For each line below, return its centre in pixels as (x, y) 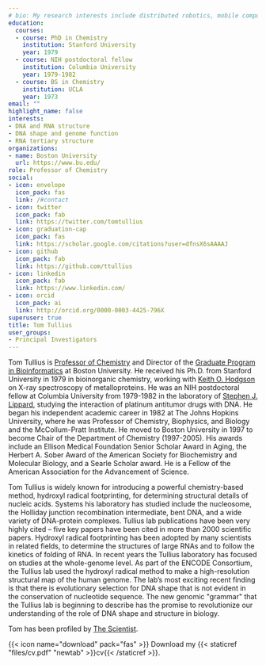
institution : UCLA (53, 89)
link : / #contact (42, 200)
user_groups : (30, 332)
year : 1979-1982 (49, 75)
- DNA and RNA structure (49, 126)
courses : (30, 30)
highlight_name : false (46, 112)
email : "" (25, 104)
